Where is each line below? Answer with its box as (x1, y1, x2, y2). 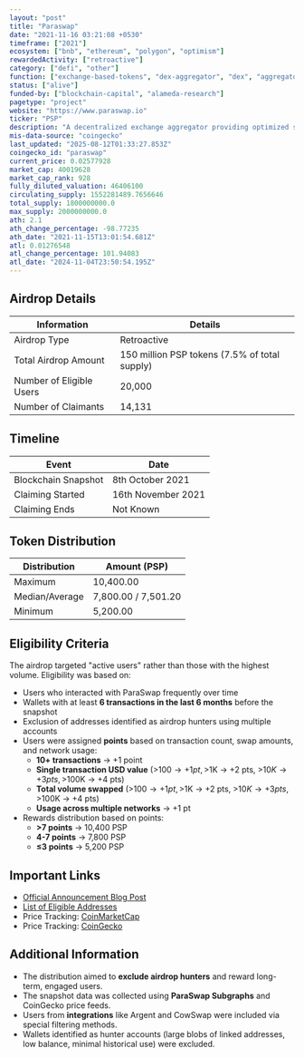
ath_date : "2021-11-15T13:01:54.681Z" (9, 232, 156, 241)
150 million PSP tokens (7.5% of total (119, 348, 280, 361)
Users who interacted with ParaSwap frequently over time (22, 687, 239, 698)
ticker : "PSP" (9, 114, 63, 123)
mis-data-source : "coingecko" (9, 131, 124, 141)
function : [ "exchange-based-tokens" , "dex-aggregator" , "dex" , (9, 73, 253, 82)
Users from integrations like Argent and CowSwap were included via (22, 1009, 280, 1020)
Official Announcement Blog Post (22, 892, 147, 903)
